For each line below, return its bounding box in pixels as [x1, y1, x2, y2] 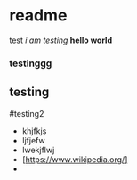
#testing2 [9, 108, 44, 119]
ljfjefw [21, 135, 46, 145]
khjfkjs [21, 126, 47, 136]
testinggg [9, 57, 52, 70]
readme [9, 5, 68, 26]
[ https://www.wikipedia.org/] [21, 153, 128, 165]
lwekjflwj [21, 144, 55, 155]
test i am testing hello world [9, 35, 113, 45]
